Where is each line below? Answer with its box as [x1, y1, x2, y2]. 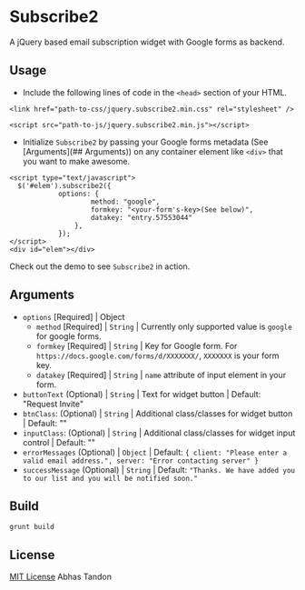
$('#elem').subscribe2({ [17, 181, 112, 190]
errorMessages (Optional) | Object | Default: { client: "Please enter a [22, 446, 288, 457]
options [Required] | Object [22, 311, 125, 322]
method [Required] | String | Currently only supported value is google [35, 321, 292, 332]
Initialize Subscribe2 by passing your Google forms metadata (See [22, 136, 269, 147]
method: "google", [90, 197, 161, 206]
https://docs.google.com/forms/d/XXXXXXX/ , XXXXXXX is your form [35, 350, 280, 361]
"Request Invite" [22, 398, 84, 409]
